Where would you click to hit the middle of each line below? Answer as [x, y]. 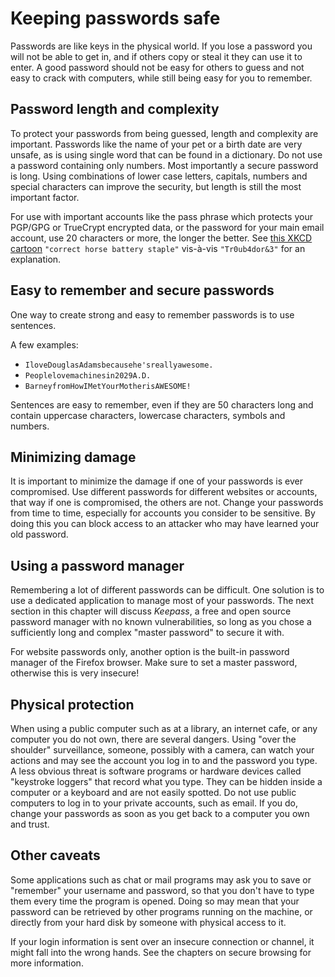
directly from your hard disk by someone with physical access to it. [148, 922]
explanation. [36, 259]
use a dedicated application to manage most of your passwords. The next [162, 601]
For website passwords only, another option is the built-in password [150, 652]
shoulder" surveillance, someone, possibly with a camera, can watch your [162, 750]
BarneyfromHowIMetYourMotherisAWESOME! [108, 386]
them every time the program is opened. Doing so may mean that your [155, 901]
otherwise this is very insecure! [75, 673]
